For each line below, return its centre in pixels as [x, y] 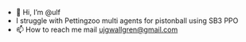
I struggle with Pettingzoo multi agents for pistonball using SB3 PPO [127, 21]
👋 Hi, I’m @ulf [38, 12]
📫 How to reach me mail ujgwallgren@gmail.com [97, 29]
